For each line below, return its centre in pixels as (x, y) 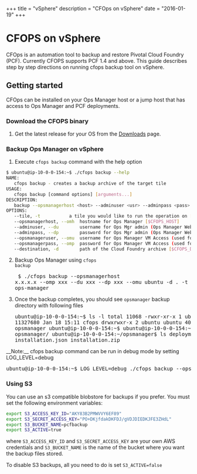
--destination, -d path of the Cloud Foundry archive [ (93, 249)
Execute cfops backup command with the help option (78, 162)
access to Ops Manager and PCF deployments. (63, 106)
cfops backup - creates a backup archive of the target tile (90, 184)
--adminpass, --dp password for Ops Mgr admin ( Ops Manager (98, 232)
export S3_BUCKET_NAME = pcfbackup (47, 425)
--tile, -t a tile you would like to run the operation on (101, 216)
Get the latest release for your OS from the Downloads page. (88, 134)
